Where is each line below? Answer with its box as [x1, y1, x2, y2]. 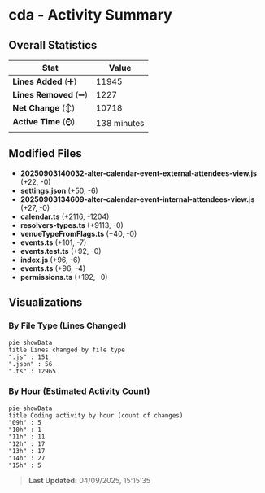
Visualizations [8, 295, 83, 310]
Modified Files [8, 146, 83, 160]
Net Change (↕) [12, 103, 76, 113]
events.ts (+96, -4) [20, 263, 86, 273]
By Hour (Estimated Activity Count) [8, 386, 150, 397]
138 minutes [95, 117, 145, 129]
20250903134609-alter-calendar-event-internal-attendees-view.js [20, 194, 255, 204]
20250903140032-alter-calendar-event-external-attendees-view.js [20, 168, 258, 178]
